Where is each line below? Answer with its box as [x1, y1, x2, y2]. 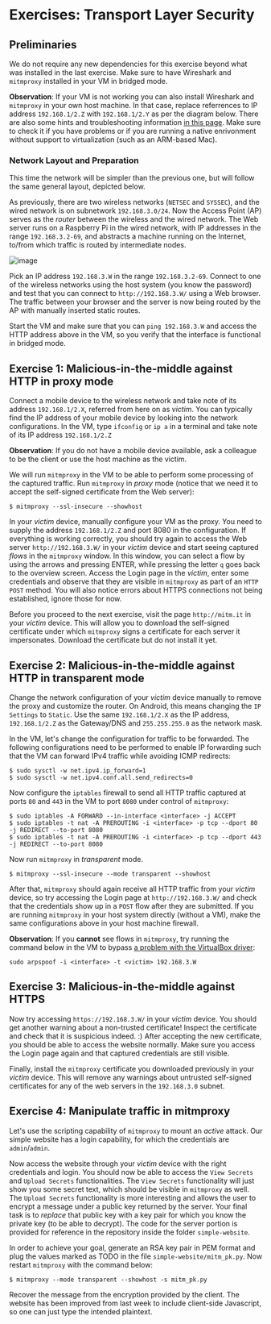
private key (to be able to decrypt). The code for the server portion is [9, 1218, 238, 1228]
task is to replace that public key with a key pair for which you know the [9, 1210, 247, 1219]
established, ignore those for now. [9, 594, 122, 604]
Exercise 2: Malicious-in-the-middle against [9, 659, 236, 672]
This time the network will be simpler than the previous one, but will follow [9, 173, 255, 183]
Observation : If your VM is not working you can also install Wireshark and [9, 92, 255, 102]
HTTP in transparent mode [9, 671, 145, 685]
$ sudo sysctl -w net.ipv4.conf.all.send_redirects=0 [9, 773, 194, 781]
